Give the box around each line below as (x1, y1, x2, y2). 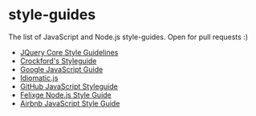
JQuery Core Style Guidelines (19, 47, 119, 57)
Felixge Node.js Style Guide (19, 90, 112, 99)
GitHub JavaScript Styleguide (19, 82, 118, 91)
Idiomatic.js (19, 73, 59, 82)
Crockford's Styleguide (19, 56, 97, 66)
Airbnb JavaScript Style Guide (19, 98, 120, 108)
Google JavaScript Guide (19, 64, 104, 74)
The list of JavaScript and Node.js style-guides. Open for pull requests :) (8, 32, 249, 42)
